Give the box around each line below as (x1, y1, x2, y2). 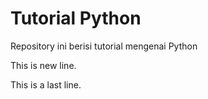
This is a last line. (10, 78, 82, 91)
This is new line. (10, 59, 77, 71)
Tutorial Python (10, 7, 142, 30)
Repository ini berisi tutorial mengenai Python (10, 40, 198, 52)
